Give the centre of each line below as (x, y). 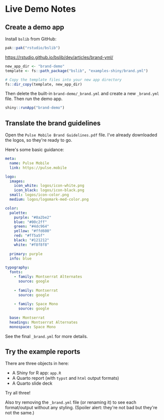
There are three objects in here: (37, 364)
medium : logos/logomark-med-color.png (49, 200)
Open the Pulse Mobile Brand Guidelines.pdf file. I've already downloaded (81, 135)
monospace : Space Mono (33, 327)
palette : (18, 213)
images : (17, 181)
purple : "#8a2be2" (33, 217)
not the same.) (20, 413)
